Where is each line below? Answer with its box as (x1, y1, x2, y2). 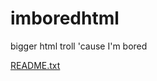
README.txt (10, 59, 61, 71)
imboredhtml (10, 7, 120, 30)
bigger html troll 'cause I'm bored (10, 40, 148, 52)
